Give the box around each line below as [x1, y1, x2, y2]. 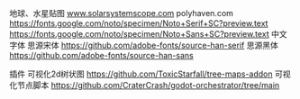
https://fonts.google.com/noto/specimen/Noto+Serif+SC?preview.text [9, 18, 268, 29]
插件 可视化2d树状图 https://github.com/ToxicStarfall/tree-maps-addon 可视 [9, 68, 291, 79]
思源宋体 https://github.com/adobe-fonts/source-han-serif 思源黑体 [26, 40, 279, 50]
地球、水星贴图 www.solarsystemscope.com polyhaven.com [9, 8, 234, 18]
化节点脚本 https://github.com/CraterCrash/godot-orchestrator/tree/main [9, 80, 280, 90]
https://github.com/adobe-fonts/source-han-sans [9, 50, 194, 60]
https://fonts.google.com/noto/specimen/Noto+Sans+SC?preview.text [9, 29, 269, 39]
